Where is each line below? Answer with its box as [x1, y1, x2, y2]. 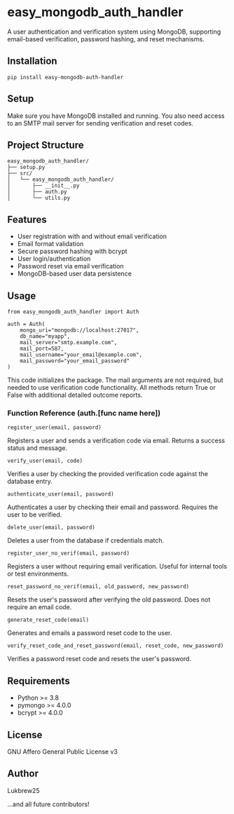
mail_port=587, [20, 345, 64, 352]
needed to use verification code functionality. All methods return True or [7, 384, 216, 391]
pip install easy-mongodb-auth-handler [7, 74, 124, 81]
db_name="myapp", [20, 333, 71, 340]
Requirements [7, 674, 70, 687]
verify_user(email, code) [7, 457, 83, 465]
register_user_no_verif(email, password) [7, 550, 130, 557]
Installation [7, 55, 57, 67]
